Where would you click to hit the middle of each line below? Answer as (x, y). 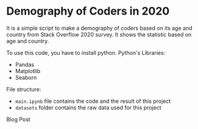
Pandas (25, 64)
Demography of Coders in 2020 (88, 11)
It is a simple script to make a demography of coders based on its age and (99, 28)
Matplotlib (28, 71)
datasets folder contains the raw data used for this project (88, 107)
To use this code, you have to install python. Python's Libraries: (86, 52)
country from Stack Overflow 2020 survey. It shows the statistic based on (99, 34)
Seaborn (26, 77)
